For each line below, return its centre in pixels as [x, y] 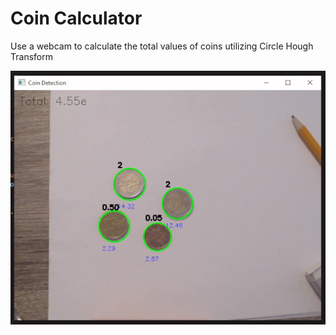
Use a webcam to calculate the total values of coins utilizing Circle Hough [162, 46]
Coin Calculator [76, 18]
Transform [31, 56]
